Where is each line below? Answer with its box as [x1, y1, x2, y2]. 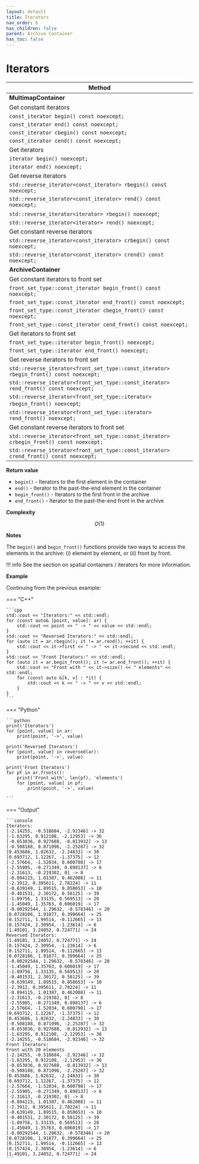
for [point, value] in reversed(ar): [6, 749, 99, 755]
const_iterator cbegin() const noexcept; [9, 129, 128, 136]
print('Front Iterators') [6, 764, 70, 771]
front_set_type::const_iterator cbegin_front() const [9, 307, 164, 314]
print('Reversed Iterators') [6, 743, 78, 750]
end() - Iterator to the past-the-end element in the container [14, 484, 162, 492]
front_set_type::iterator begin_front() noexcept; [9, 339, 155, 346]
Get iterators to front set [9, 329, 76, 337]
